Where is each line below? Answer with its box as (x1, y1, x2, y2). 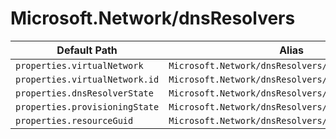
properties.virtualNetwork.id (15, 73, 160, 85)
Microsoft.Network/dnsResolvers (10, 7, 296, 30)
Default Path (56, 43, 118, 57)
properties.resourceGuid (15, 115, 134, 126)
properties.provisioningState (15, 101, 160, 112)
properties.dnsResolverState (15, 87, 154, 99)
